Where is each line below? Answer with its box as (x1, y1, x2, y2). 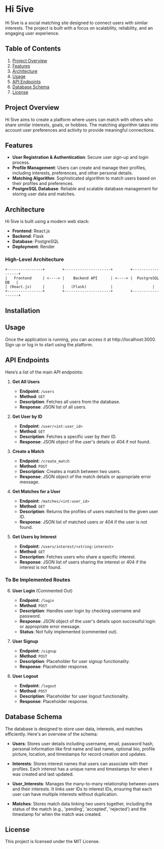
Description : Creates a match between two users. (19, 468, 121, 474)
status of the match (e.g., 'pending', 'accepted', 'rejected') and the (12, 806, 146, 812)
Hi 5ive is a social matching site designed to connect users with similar (5, 20, 148, 26)
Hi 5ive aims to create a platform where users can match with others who (5, 116, 153, 122)
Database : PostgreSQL (12, 238, 59, 245)
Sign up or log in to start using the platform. (5, 341, 93, 347)
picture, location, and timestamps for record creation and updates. (12, 751, 147, 757)
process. (12, 159, 30, 166)
